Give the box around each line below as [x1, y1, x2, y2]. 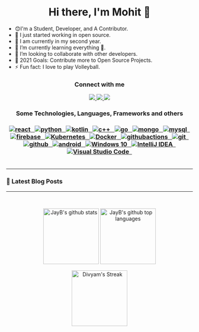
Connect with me [74, 80, 125, 88]
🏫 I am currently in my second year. [14, 37, 102, 45]
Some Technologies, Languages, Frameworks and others [15, 109, 184, 118]
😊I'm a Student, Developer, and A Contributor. [14, 25, 129, 32]
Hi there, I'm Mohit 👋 [48, 5, 151, 19]
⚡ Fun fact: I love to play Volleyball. [14, 63, 100, 70]
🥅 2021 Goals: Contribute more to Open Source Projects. [14, 56, 153, 64]
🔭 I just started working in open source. [14, 31, 111, 38]
